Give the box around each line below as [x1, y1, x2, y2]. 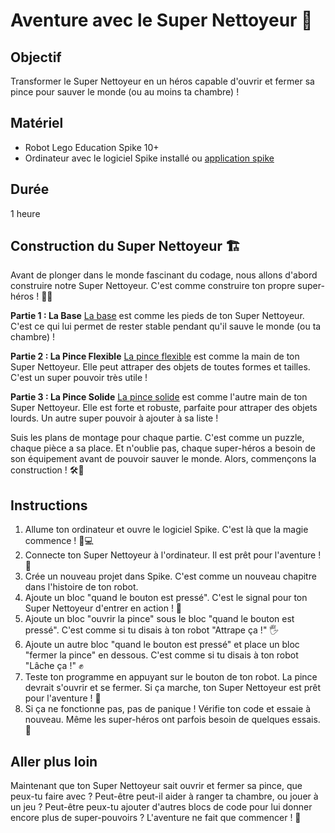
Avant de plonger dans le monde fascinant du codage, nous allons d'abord [10, 269, 318, 281]
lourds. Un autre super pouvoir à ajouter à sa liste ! [10, 412, 219, 424]
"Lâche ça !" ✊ [24, 660, 84, 672]
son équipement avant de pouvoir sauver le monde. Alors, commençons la [10, 453, 317, 465]
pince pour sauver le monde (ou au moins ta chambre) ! [10, 86, 240, 98]
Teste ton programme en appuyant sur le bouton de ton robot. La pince [24, 671, 318, 683]
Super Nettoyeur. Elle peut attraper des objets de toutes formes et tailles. [10, 361, 311, 373]
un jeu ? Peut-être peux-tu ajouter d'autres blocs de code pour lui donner [10, 801, 313, 813]
